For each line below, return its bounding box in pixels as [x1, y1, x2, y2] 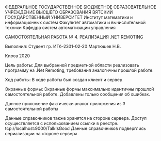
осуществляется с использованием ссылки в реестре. [5, 121, 119, 126]
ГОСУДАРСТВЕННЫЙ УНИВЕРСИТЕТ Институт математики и [5, 15, 133, 20]
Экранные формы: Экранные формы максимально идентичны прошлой [5, 86, 154, 92]
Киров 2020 [5, 53, 30, 59]
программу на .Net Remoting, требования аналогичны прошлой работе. [5, 67, 154, 73]
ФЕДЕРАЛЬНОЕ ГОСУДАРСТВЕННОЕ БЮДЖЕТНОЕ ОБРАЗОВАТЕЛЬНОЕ [5, 4, 157, 10]
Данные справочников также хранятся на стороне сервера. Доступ [5, 115, 147, 121]
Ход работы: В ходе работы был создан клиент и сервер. [5, 77, 124, 82]
